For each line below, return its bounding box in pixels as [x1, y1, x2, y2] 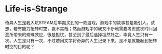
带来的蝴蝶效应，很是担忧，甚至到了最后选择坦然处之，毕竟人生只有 [13, 32, 148, 37]
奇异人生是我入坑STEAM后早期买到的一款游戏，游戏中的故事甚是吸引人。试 [5, 20, 155, 25]
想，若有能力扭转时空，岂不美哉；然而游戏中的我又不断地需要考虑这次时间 [5, 25, 153, 32]
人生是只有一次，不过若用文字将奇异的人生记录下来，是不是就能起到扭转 [13, 37, 157, 43]
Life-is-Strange [5, 3, 68, 14]
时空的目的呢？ [5, 43, 35, 49]
